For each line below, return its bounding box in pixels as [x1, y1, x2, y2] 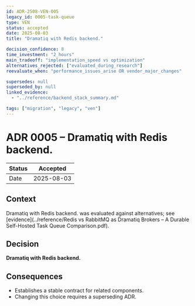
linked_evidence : [6, 90, 49, 95]
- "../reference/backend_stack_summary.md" [11, 95, 119, 101]
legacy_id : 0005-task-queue [6, 14, 75, 20]
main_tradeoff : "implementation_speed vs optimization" [6, 57, 145, 63]
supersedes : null [6, 78, 49, 85]
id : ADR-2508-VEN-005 [6, 8, 59, 15]
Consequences [6, 271, 63, 281]
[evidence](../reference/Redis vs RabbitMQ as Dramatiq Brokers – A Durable [6, 216, 189, 223]
